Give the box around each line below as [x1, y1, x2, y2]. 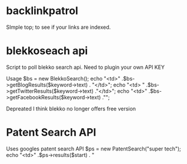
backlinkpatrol [6, 4, 78, 18]
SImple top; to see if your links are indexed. [6, 24, 111, 31]
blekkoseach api [6, 44, 88, 58]
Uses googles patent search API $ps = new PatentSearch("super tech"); [6, 145, 181, 152]
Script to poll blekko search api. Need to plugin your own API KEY [6, 63, 165, 71]
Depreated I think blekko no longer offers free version [6, 105, 136, 112]
